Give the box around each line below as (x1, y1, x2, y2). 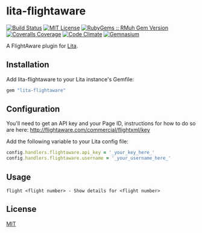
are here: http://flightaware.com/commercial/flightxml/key (6, 126, 151, 134)
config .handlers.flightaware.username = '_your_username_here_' (6, 155, 171, 161)
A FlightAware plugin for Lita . (6, 42, 78, 49)
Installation (6, 60, 49, 70)
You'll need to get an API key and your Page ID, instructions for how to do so (6, 120, 196, 127)
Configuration (6, 104, 60, 114)
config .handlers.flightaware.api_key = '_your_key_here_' (6, 149, 155, 156)
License (6, 204, 37, 214)
